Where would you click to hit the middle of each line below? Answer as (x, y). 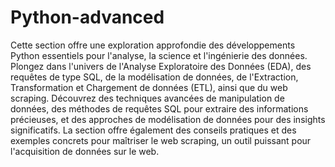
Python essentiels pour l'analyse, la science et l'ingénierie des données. (159, 55)
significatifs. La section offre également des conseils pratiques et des (153, 130)
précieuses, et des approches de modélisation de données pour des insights (168, 119)
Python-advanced (87, 17)
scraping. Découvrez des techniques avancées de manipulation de (147, 98)
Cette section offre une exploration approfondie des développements (153, 45)
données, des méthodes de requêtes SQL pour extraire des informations (159, 108)
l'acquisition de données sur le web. (85, 151)
